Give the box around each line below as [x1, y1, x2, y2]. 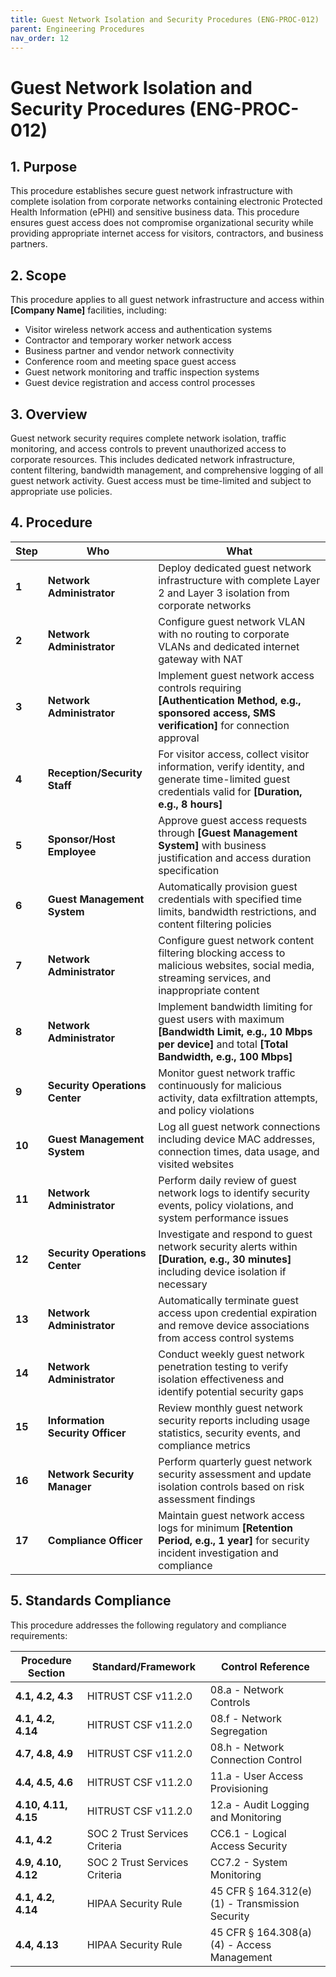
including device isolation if [158, 1264, 287, 1278]
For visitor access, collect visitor [158, 747, 310, 761]
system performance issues [158, 1211, 289, 1225]
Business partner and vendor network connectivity [24, 345, 235, 357]
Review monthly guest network [158, 1401, 303, 1415]
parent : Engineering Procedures [10, 24, 145, 34]
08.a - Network [209, 1682, 285, 1696]
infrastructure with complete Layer [158, 573, 321, 587]
